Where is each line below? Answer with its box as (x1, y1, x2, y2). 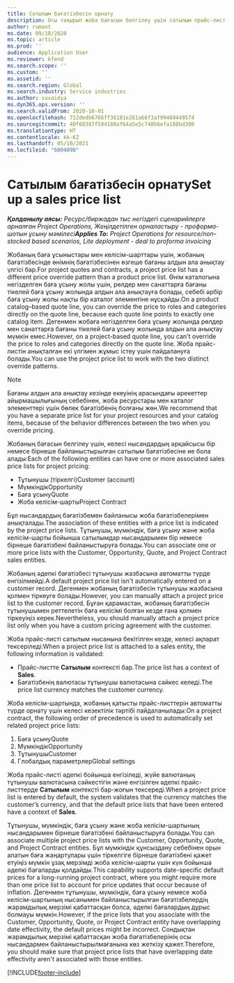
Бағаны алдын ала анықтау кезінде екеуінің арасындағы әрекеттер (7, 388, 208, 397)
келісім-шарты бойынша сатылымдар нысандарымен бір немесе (7, 533, 203, 541)
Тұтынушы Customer (17, 749, 77, 758)
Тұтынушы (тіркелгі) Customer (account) (17, 475, 135, 483)
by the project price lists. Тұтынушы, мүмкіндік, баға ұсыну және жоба (7, 525, 215, 534)
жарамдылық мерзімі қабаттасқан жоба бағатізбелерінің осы (7, 932, 192, 940)
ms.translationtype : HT (7, 127, 77, 134)
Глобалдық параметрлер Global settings (17, 757, 136, 765)
